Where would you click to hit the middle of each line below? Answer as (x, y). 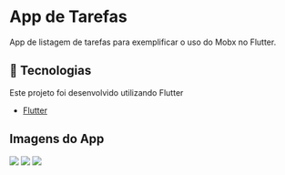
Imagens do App (57, 139)
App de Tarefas (68, 17)
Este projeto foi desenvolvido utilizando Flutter (97, 92)
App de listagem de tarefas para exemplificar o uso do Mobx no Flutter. (143, 42)
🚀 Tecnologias (51, 71)
